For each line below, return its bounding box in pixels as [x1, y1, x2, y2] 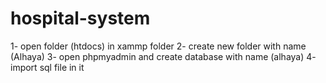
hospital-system [10, 7, 151, 30]
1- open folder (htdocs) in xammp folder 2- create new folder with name [10, 40, 307, 52]
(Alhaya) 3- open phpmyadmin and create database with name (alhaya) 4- [10, 50, 317, 62]
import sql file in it [10, 61, 85, 73]
